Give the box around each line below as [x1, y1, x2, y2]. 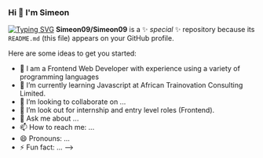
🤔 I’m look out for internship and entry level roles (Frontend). [19, 106, 215, 115]
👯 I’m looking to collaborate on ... [19, 97, 126, 106]
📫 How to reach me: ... [19, 123, 95, 132]
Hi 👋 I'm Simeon [8, 7, 70, 18]
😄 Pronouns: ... [19, 134, 71, 143]
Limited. [19, 89, 46, 99]
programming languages [19, 72, 100, 81]
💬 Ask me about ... [19, 113, 79, 124]
